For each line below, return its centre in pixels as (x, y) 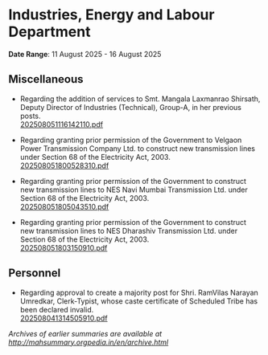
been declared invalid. (57, 309)
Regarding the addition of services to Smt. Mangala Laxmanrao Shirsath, (140, 99)
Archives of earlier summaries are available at (85, 333)
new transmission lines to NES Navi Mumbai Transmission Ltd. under (134, 190)
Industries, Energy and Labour (111, 15)
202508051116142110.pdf (61, 124)
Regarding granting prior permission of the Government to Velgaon (131, 140)
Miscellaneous (46, 79)
